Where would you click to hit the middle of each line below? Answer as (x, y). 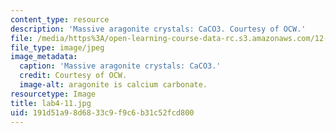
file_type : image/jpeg (57, 47)
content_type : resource (60, 19)
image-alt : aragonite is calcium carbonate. (113, 85)
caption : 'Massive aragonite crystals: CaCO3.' (120, 66)
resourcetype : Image (53, 94)
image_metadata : (44, 57)
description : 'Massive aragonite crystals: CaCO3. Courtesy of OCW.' (158, 29)
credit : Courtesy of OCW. (73, 76)
